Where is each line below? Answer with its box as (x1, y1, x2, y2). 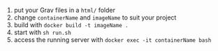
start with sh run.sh (13, 28, 71, 36)
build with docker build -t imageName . (13, 21, 129, 29)
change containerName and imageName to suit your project (13, 13, 177, 22)
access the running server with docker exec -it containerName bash (13, 36, 212, 44)
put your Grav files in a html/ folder (13, 6, 115, 14)
